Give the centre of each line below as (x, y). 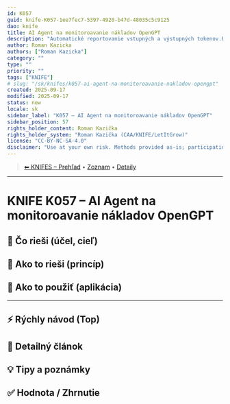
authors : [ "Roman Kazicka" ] (47, 52)
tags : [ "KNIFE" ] (30, 77)
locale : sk (23, 109)
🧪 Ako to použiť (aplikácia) (64, 288)
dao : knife (23, 26)
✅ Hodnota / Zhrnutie (54, 393)
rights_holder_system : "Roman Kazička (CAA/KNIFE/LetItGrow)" (98, 134)
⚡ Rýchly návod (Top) (54, 320)
